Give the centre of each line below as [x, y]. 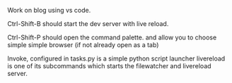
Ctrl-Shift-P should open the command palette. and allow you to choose [112, 37]
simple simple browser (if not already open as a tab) [83, 45]
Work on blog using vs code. [49, 10]
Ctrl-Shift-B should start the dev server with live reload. [88, 24]
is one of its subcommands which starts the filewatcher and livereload [109, 66]
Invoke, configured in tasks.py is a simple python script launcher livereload [116, 58]
